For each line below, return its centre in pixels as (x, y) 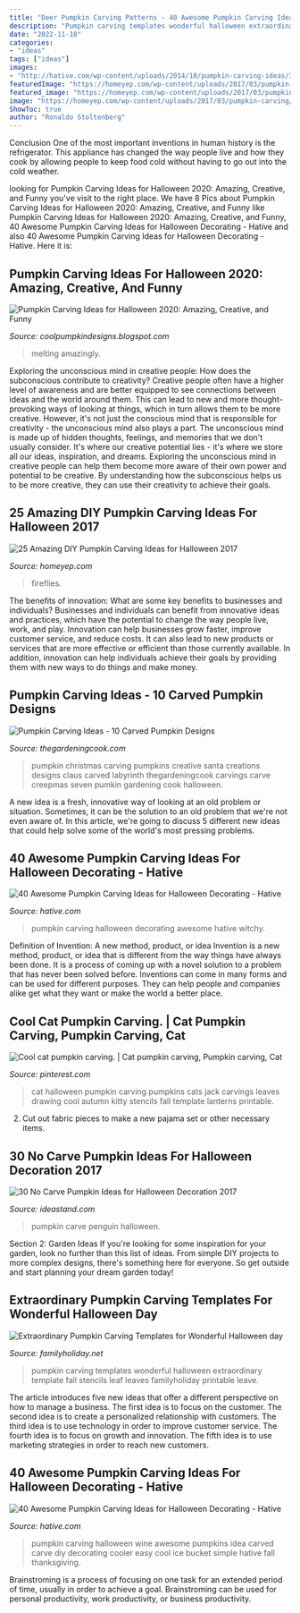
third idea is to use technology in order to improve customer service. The (143, 1426)
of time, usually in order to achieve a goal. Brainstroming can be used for (143, 1589)
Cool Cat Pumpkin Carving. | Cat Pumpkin (128, 1021)
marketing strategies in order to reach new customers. (109, 1445)
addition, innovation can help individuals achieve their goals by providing (143, 658)
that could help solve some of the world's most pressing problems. (132, 830)
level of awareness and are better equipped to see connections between (143, 389)
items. (33, 1128)
